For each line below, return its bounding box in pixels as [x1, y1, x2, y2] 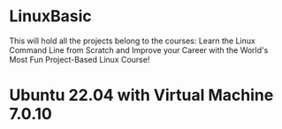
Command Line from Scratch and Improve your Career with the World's [9, 44, 269, 55]
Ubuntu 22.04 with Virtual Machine [9, 86, 274, 105]
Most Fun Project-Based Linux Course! [9, 54, 150, 64]
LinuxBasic [9, 6, 93, 27]
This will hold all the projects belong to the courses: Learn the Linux [9, 35, 256, 46]
